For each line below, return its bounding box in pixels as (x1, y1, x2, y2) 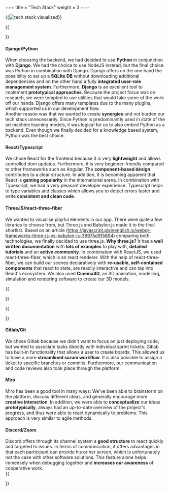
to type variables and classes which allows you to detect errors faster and (5, 188, 160, 194)
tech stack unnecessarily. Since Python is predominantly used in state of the (5, 117, 165, 123)
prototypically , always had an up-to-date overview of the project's (5, 405, 146, 411)
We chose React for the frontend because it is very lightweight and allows (5, 155, 161, 162)
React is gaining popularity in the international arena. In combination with (5, 177, 160, 183)
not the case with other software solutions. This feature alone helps (5, 454, 146, 460)
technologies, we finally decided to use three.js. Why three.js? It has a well (5, 238, 163, 244)
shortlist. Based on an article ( (5, 227, 68, 233)
